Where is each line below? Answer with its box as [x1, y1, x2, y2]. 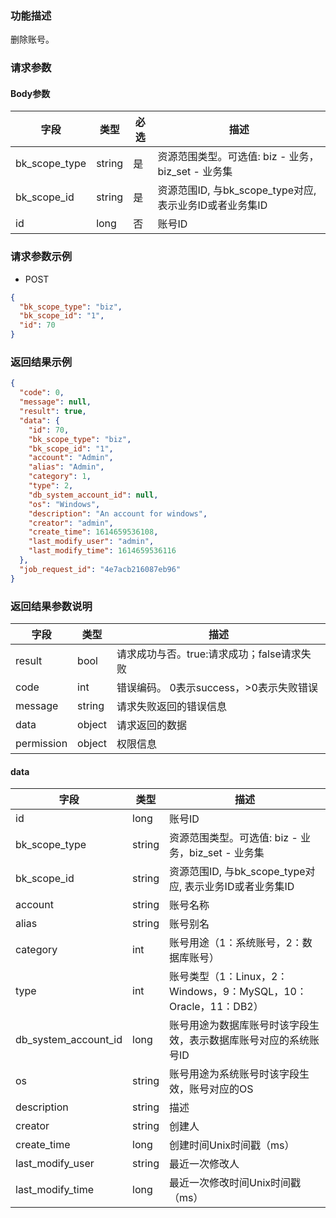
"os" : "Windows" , [28, 499, 101, 509]
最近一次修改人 [169, 1157, 240, 1171]
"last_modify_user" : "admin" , [28, 537, 155, 547]
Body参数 [10, 87, 51, 99]
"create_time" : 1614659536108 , [28, 527, 159, 537]
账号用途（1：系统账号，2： [169, 936, 303, 950]
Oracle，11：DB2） [169, 1000, 264, 1014]
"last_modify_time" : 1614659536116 [28, 546, 177, 556]
